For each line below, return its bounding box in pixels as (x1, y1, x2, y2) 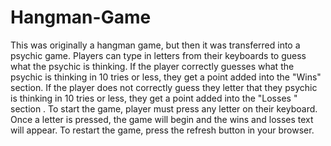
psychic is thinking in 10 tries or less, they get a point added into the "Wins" (10, 71, 322, 83)
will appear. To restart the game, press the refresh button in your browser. (10, 124, 315, 136)
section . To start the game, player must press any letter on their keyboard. (10, 102, 318, 115)
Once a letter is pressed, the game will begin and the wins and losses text (10, 113, 314, 125)
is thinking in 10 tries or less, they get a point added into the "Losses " (10, 92, 298, 104)
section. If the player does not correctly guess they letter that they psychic (10, 81, 318, 93)
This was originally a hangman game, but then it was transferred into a (10, 39, 301, 51)
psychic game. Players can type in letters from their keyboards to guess (10, 49, 307, 61)
